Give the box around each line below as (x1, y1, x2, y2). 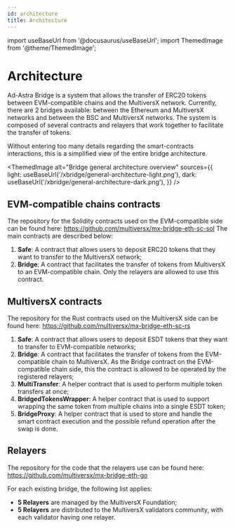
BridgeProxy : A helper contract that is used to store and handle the (17, 409, 213, 418)
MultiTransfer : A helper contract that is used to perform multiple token (17, 380, 222, 388)
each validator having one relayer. (17, 513, 116, 521)
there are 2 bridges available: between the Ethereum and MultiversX (7, 106, 205, 114)
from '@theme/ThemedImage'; (7, 43, 97, 52)
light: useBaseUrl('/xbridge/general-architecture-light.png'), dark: (7, 170, 198, 179)
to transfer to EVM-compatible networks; (17, 343, 136, 351)
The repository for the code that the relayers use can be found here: (7, 463, 205, 472)
